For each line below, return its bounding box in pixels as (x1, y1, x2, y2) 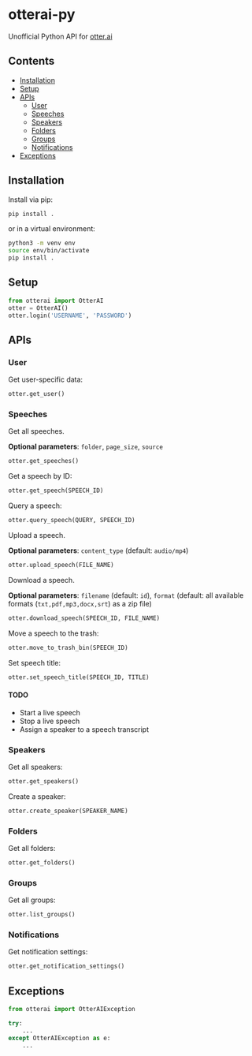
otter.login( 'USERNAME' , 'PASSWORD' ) (8, 312, 132, 319)
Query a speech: (8, 501, 62, 510)
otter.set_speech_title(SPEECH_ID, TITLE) (8, 673, 150, 681)
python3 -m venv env (8, 239, 76, 248)
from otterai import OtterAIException (8, 1006, 135, 1013)
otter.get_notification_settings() (8, 962, 125, 971)
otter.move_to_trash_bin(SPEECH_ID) (8, 644, 128, 651)
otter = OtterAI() (8, 304, 69, 312)
